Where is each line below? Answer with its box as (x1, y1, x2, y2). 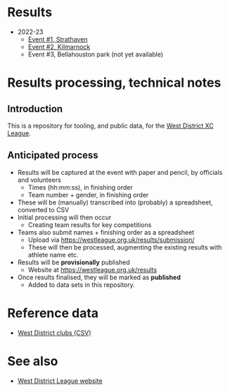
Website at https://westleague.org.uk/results (27, 265, 157, 274)
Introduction (7, 103, 63, 115)
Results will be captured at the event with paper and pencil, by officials (17, 168, 223, 176)
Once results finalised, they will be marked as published (17, 273, 181, 281)
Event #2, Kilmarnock (27, 42, 91, 51)
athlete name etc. (27, 250, 79, 259)
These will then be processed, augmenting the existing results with (27, 243, 222, 251)
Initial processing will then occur (17, 213, 112, 221)
